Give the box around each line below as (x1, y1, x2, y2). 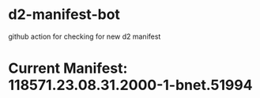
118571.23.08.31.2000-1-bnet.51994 (8, 77, 253, 94)
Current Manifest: (8, 59, 128, 77)
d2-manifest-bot (8, 6, 121, 24)
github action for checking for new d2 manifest (8, 32, 161, 41)
